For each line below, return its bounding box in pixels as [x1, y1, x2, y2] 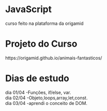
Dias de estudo [5, 72, 70, 84]
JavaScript [5, 4, 52, 15]
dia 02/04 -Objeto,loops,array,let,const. [5, 95, 88, 101]
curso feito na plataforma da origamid [5, 20, 84, 26]
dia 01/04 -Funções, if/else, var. [5, 89, 72, 95]
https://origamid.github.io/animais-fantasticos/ [5, 55, 102, 61]
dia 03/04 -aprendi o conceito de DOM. [5, 100, 87, 106]
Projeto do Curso [5, 38, 77, 50]
